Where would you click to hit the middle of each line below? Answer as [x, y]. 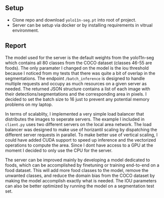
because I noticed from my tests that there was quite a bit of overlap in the [80, 73]
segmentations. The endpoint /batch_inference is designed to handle [75, 78]
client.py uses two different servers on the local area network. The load [78, 124]
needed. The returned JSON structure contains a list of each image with [78, 89]
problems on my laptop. [29, 104]
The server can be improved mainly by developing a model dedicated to [78, 160]
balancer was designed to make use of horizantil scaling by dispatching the [81, 129]
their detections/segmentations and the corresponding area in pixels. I [76, 94]
